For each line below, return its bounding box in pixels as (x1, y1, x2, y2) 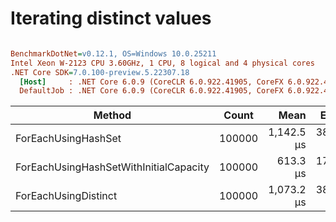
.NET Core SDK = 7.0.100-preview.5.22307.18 (10, 67, 190, 77)
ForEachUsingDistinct (15, 189, 118, 203)
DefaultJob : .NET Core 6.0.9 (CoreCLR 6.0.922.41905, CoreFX (19, 86, 284, 96)
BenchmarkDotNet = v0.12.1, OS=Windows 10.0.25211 (10, 48, 217, 59)
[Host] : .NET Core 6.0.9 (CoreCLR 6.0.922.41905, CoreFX (19, 77, 284, 87)
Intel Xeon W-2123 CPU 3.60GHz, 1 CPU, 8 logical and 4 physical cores (10, 58, 315, 68)
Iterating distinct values (10, 7, 212, 30)
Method (93, 108, 132, 122)
